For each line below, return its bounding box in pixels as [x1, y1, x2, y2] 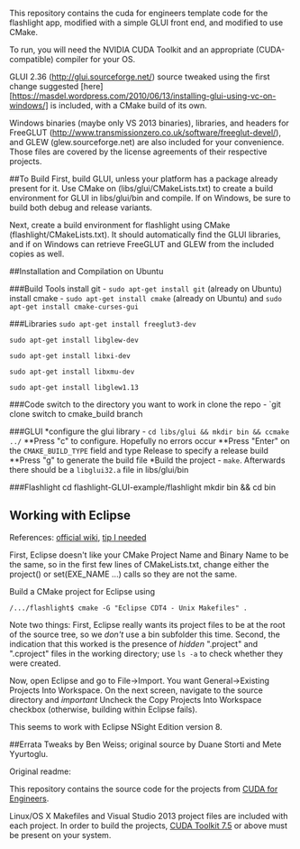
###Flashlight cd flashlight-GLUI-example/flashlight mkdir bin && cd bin [9, 482, 277, 493]
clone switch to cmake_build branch [9, 409, 143, 419]
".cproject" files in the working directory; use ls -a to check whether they [9, 648, 284, 659]
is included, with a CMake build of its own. [50, 100, 207, 111]
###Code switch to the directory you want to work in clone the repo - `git [9, 399, 281, 410]
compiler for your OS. [55, 54, 136, 64]
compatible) [9, 54, 54, 64]
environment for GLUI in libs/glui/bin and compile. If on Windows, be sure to [9, 193, 291, 203]
